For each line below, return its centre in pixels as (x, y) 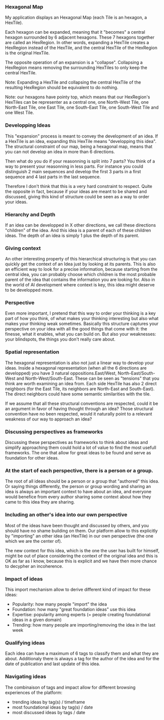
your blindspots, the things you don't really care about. (60, 339)
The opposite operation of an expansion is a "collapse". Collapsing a (74, 63)
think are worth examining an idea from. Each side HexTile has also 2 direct (81, 383)
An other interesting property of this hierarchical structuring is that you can (81, 259)
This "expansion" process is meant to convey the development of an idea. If (82, 136)
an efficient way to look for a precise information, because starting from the (81, 269)
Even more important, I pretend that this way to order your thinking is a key (80, 313)
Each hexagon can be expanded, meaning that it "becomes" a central (75, 32)
